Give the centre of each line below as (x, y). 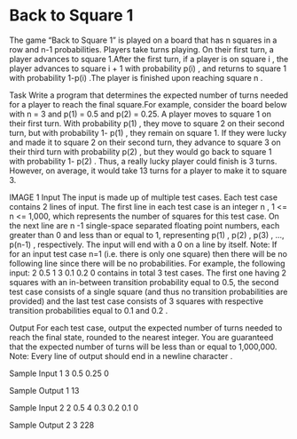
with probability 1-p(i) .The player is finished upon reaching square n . (136, 77)
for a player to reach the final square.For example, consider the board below (148, 104)
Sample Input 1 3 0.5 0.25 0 (59, 373)
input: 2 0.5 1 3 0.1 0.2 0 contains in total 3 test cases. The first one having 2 (148, 273)
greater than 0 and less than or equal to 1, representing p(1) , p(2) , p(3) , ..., (147, 235)
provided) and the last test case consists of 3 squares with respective (137, 301)
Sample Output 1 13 (44, 390)
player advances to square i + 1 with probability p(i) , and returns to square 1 (148, 68)
